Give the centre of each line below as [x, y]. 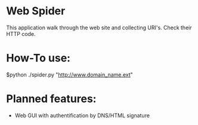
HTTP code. [21, 33]
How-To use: [38, 58]
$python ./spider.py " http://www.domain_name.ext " [69, 74]
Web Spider [36, 11]
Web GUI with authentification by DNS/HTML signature [82, 115]
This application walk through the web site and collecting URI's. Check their [99, 28]
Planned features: [51, 99]
